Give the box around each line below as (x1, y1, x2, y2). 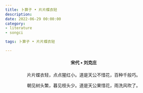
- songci (5, 30, 23, 35)
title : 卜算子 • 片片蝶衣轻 (5, 7, 57, 12)
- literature (5, 26, 32, 31)
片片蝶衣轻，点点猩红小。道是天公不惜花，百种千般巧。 (27, 72, 141, 78)
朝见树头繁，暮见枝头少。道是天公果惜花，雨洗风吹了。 (27, 83, 141, 88)
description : (5, 12, 32, 17)
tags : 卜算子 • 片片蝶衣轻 (5, 39, 55, 45)
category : (5, 21, 26, 26)
